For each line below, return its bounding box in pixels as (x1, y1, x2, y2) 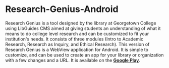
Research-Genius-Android (5, 3, 119, 15)
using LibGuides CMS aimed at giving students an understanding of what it (5, 25, 161, 31)
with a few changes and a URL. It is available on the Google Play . (5, 57, 140, 63)
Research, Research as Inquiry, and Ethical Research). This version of (5, 41, 150, 47)
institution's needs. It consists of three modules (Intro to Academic (5, 36, 144, 42)
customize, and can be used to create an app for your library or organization (5, 51, 164, 58)
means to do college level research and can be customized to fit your (5, 30, 149, 36)
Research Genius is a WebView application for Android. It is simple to (5, 46, 149, 52)
